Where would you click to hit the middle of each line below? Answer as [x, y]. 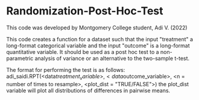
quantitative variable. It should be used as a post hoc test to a [83, 51]
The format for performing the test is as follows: [66, 69]
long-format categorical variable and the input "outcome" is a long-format [98, 46]
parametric [20, 58]
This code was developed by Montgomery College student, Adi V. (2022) [97, 28]
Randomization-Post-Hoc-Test [85, 11]
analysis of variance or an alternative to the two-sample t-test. [112, 58]
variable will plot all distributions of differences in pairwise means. [88, 90]
